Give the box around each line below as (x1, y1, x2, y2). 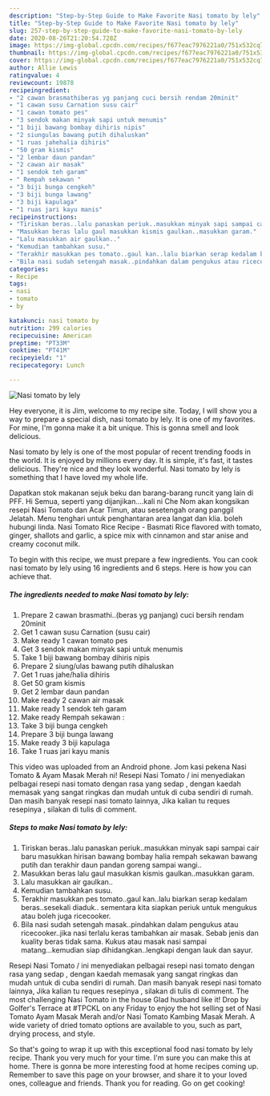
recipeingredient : (9, 86, 71, 95)
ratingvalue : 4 (9, 71, 60, 79)
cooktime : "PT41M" (9, 346, 71, 355)
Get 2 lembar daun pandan (20, 687, 110, 696)
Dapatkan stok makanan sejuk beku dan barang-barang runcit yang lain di (9, 488, 254, 498)
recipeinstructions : (9, 213, 79, 221)
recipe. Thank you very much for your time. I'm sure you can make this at (9, 1053, 251, 1062)
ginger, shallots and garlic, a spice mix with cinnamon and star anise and (9, 530, 249, 540)
